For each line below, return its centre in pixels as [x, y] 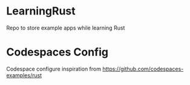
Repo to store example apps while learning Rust [66, 28]
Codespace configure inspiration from [54, 69]
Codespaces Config [57, 52]
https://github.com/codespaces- [143, 69]
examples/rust [24, 75]
